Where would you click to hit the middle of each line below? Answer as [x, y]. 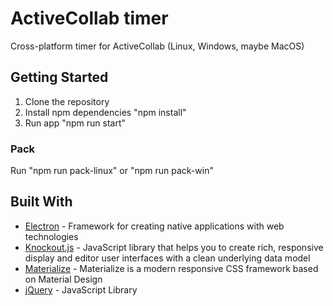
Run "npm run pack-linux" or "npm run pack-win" [112, 171]
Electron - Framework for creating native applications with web [154, 226]
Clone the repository [67, 101]
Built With [41, 202]
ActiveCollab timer [89, 18]
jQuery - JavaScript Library [81, 289]
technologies [51, 236]
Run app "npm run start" [75, 123]
